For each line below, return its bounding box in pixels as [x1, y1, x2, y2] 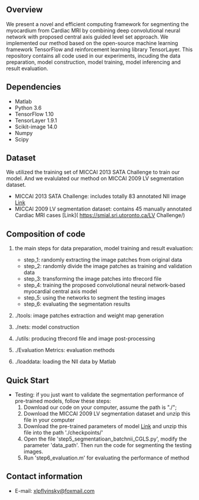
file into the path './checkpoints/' [23, 429, 103, 436]
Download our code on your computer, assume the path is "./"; [23, 404, 177, 411]
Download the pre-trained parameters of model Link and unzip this [23, 423, 187, 430]
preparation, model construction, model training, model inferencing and [6, 58, 181, 65]
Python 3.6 [14, 104, 42, 111]
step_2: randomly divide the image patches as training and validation [23, 263, 192, 270]
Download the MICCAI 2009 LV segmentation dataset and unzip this [23, 410, 191, 417]
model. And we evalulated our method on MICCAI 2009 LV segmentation [6, 175, 184, 182]
